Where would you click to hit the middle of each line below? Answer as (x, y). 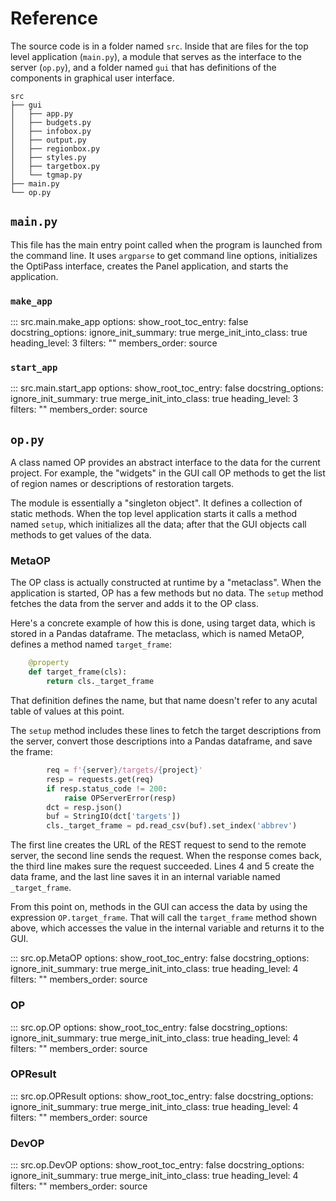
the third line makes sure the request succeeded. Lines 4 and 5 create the (162, 866)
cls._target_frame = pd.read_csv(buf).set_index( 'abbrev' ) (172, 826)
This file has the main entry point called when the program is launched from (166, 244)
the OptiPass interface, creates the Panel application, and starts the (149, 266)
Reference (54, 18)
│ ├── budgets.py (51, 122)
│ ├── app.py (42, 113)
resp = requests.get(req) (100, 779)
